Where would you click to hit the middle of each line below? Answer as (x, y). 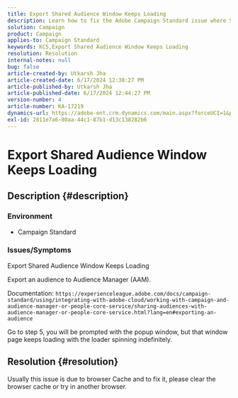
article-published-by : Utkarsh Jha (60, 87)
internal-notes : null (39, 60)
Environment (30, 216)
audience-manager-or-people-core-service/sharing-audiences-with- (107, 306)
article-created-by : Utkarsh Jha (57, 73)
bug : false (23, 67)
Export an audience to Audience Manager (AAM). (79, 279)
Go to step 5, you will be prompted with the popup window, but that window (118, 332)
